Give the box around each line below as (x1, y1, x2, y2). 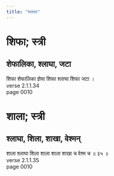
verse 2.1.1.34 (6, 82, 40, 89)
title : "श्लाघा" (6, 8, 40, 15)
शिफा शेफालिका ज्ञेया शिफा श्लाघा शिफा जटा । (6, 75, 95, 82)
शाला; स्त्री (6, 109, 45, 123)
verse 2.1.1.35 (6, 156, 39, 163)
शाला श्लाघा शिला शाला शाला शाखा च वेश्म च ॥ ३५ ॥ (6, 149, 109, 157)
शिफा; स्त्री (6, 34, 46, 48)
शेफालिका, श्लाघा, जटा (6, 59, 71, 69)
